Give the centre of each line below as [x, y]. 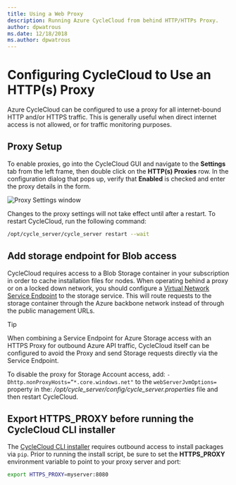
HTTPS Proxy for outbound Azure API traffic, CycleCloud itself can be [108, 345]
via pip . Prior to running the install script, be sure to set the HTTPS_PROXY [116, 454]
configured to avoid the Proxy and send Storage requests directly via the [113, 353]
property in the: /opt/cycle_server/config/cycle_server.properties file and [113, 389]
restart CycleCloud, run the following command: [77, 221]
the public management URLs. [51, 311]
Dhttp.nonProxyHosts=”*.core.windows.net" [70, 382]
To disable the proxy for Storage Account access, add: [86, 374]
